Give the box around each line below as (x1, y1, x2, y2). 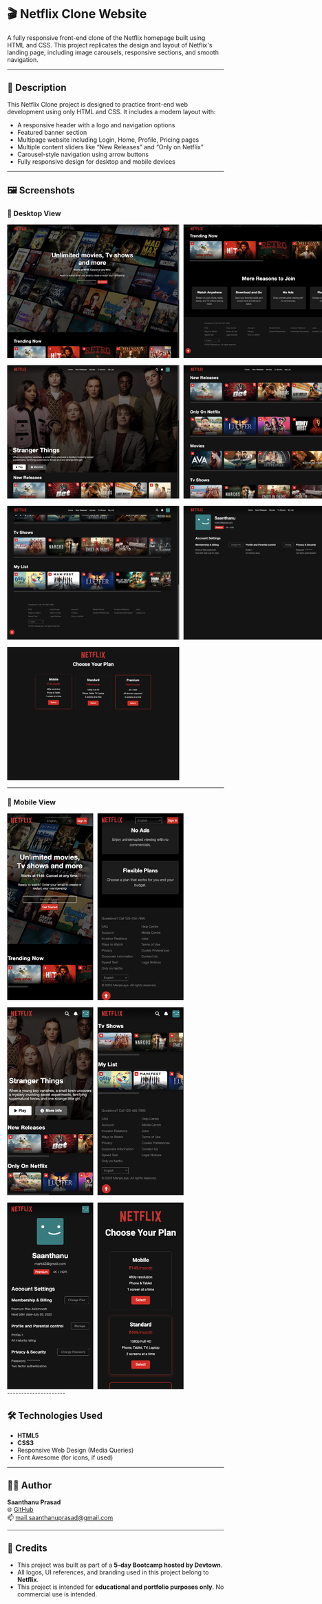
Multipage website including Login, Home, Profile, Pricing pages (17, 136, 200, 144)
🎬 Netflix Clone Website (7, 6, 147, 22)
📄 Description (7, 82, 67, 94)
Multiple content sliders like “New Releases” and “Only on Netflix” (17, 142, 204, 151)
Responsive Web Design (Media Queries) (17, 1446, 134, 1454)
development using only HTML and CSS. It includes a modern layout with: (7, 107, 216, 116)
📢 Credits (7, 1543, 48, 1554)
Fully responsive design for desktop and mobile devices (17, 157, 175, 166)
